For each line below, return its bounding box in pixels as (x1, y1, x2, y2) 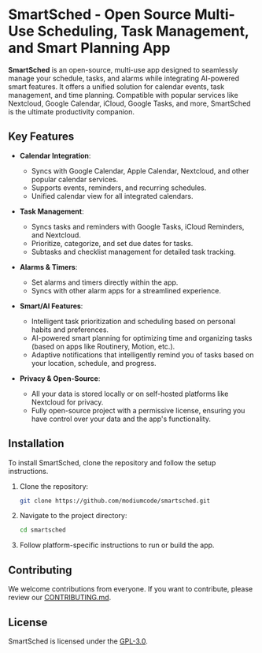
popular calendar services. (31, 174, 119, 184)
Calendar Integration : (19, 151, 91, 160)
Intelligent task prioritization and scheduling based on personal (31, 316, 236, 326)
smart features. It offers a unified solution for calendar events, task (8, 81, 225, 91)
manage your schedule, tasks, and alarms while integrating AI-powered (8, 73, 240, 83)
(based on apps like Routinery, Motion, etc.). (31, 341, 175, 351)
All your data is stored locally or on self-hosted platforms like (31, 389, 229, 398)
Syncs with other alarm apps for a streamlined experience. (31, 285, 222, 295)
